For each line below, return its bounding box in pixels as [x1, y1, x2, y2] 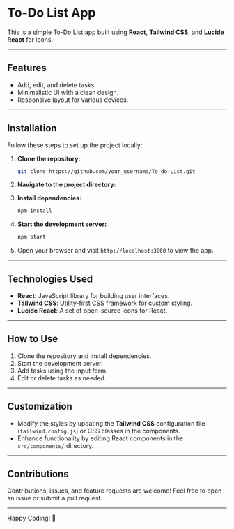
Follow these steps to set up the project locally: [7, 141, 143, 149]
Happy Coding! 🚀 [7, 514, 56, 523]
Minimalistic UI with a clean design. [17, 88, 119, 96]
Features [7, 62, 47, 74]
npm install [17, 207, 52, 214]
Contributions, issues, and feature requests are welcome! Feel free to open [7, 486, 222, 495]
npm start [17, 234, 47, 241]
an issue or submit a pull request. [7, 494, 103, 502]
